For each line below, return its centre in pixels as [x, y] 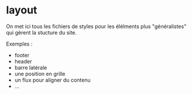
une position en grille [40, 74]
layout [22, 10]
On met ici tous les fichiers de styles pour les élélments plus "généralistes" [96, 26]
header [23, 61]
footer [22, 55]
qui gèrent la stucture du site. [42, 32]
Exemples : [19, 44]
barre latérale [31, 67]
